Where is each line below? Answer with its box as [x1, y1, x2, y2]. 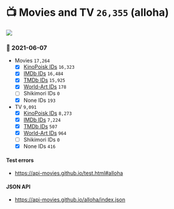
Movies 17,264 [14, 57, 50, 64]
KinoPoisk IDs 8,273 [23, 110, 72, 117]
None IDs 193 [23, 97, 56, 104]
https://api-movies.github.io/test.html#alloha [14, 170, 123, 177]
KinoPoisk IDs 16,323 [23, 64, 75, 71]
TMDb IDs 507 [23, 122, 58, 130]
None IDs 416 [23, 142, 56, 150]
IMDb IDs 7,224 [23, 116, 61, 123]
